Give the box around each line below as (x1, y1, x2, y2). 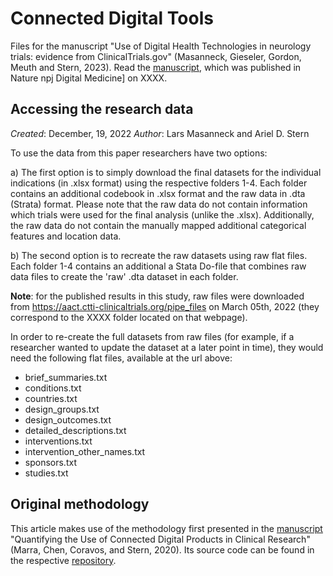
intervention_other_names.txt (24, 445, 146, 457)
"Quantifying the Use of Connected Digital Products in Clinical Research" (10, 533, 311, 545)
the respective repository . (10, 554, 117, 566)
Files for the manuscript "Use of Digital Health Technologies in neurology (10, 40, 312, 52)
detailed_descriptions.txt (24, 424, 127, 436)
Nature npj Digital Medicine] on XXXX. (10, 72, 168, 84)
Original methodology (10, 496, 150, 513)
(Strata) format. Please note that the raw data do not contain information (10, 198, 308, 210)
